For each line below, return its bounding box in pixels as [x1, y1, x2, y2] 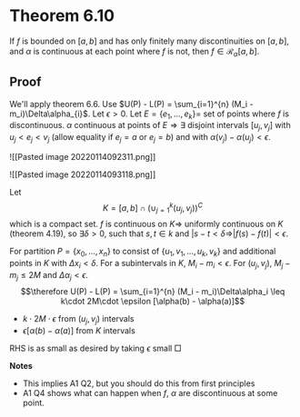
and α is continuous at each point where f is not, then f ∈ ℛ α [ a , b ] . [9, 45, 260, 59]
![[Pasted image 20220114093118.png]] [9, 169, 156, 180]
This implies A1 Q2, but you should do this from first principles [22, 378, 255, 389]
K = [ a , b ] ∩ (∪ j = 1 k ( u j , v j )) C [103, 201, 203, 215]
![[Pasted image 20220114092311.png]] [9, 151, 156, 162]
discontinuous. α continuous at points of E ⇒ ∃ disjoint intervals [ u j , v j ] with [9, 120, 291, 133]
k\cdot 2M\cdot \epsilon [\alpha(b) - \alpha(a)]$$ [60, 295, 245, 306]
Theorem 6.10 [9, 5, 115, 26]
